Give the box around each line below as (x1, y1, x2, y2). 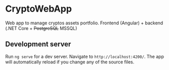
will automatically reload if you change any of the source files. (5, 59, 135, 65)
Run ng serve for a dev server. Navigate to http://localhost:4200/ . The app (5, 53, 164, 59)
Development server (5, 40, 71, 49)
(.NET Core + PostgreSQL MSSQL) (5, 25, 77, 31)
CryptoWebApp (5, 3, 72, 15)
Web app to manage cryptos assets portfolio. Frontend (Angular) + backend (5, 20, 163, 26)
